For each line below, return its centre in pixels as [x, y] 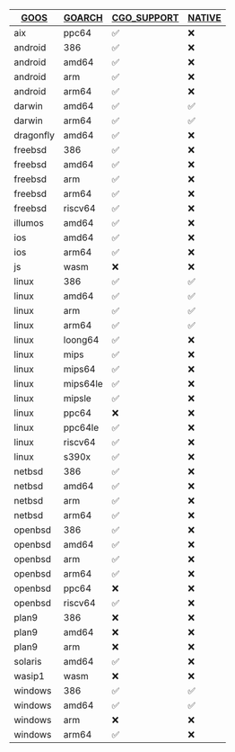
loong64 [81, 340]
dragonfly [35, 135]
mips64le [83, 384]
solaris [28, 662]
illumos [29, 223]
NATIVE [205, 18]
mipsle [77, 398]
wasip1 [29, 676]
